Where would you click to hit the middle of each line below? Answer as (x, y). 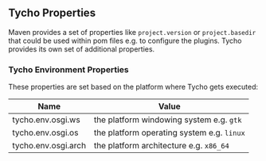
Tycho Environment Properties (68, 69)
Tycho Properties (52, 13)
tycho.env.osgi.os (45, 132)
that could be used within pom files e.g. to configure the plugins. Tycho (125, 40)
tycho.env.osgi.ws (47, 120)
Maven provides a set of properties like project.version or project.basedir (132, 32)
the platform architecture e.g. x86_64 (161, 146)
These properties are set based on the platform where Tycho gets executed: (133, 87)
